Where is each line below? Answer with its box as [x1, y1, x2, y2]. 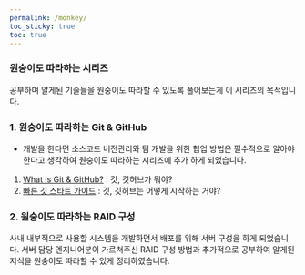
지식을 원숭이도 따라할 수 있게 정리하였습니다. [9, 256, 170, 267]
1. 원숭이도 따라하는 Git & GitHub [9, 120, 147, 133]
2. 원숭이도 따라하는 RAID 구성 [9, 210, 136, 223]
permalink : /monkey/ [9, 13, 88, 23]
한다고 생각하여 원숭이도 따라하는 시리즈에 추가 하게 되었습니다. [22, 154, 248, 165]
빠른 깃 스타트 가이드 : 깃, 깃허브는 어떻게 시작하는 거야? [22, 185, 221, 196]
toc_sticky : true [9, 22, 76, 31]
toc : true [9, 30, 47, 39]
